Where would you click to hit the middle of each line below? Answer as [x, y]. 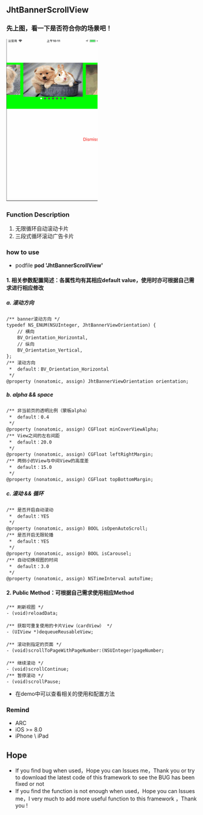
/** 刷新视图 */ [25, 607]
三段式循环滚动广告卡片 [44, 236]
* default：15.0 [30, 467]
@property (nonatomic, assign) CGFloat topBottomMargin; [80, 479]
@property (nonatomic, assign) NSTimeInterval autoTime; [80, 578]
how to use [23, 252]
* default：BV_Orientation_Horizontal [59, 369]
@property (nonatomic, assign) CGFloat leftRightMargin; [80, 454]
